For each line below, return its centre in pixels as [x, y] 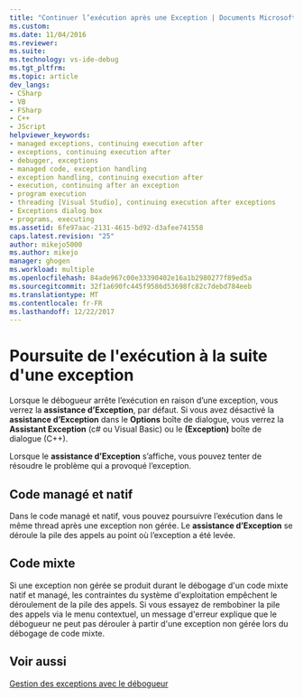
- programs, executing [52, 219]
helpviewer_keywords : [50, 135]
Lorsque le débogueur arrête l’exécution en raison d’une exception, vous [144, 400]
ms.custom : [30, 26]
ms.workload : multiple [52, 270]
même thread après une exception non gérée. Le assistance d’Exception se [151, 526]
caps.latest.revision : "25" [62, 236]
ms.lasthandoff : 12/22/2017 [62, 312]
